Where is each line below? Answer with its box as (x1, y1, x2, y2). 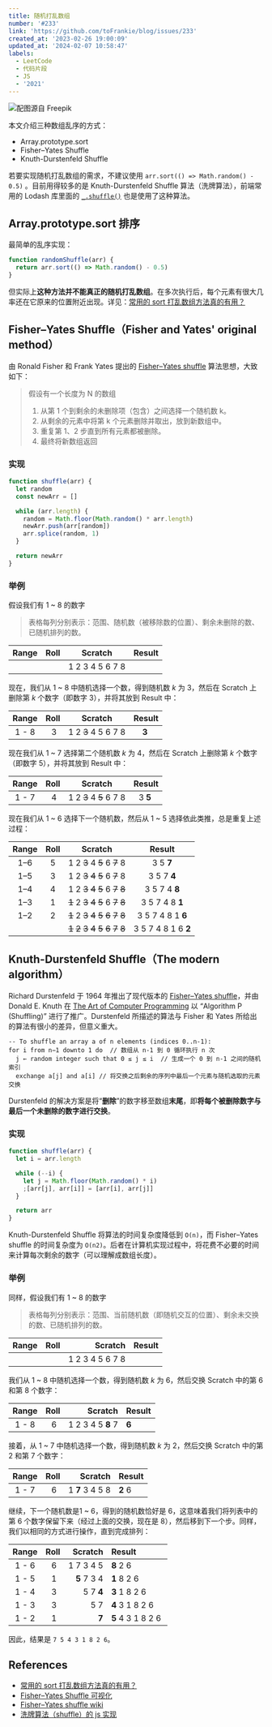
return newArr (15, 552, 63, 561)
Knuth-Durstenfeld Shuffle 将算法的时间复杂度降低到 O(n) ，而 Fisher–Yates (8, 1230, 259, 1239)
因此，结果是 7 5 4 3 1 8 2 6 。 (8, 1634, 115, 1643)
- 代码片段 (15, 65, 48, 73)
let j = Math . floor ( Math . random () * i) (23, 1177, 158, 1185)
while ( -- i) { (15, 1169, 63, 1177)
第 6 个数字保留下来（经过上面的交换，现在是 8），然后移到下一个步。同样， (8, 1516, 261, 1526)
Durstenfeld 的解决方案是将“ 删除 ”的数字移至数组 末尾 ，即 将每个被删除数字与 (8, 1096, 261, 1106)
